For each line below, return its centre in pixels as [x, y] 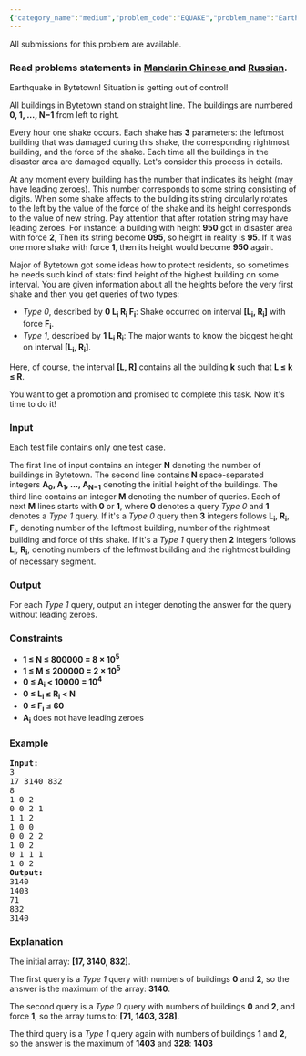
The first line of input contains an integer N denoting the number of [135, 465]
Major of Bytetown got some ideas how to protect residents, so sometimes [149, 265]
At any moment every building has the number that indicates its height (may [152, 179]
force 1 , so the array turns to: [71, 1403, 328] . [95, 1016]
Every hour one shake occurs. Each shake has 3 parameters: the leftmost [147, 132]
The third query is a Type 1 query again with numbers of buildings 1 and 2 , [148, 1033]
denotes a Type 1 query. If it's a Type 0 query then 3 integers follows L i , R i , [149, 517]
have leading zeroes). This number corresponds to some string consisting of [153, 189]
